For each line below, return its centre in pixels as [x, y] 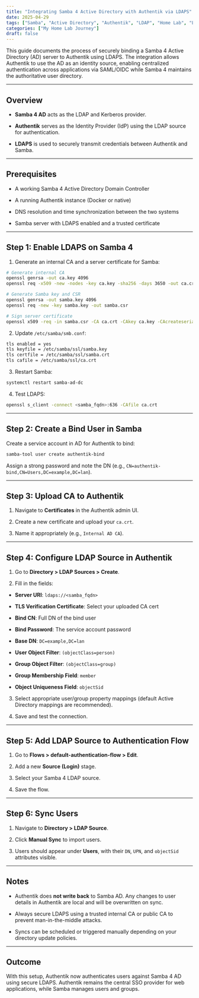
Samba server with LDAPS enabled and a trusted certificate [87, 223]
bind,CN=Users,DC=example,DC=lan [47, 472]
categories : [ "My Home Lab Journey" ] [53, 28]
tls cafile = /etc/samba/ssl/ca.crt [51, 361]
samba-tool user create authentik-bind [55, 454]
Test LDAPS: [30, 394]
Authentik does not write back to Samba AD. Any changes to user [95, 896]
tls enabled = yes [29, 344]
